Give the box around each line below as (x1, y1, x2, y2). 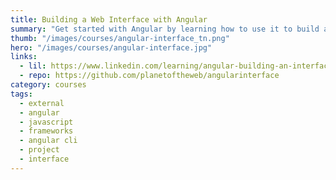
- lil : (19, 61, 47, 71)
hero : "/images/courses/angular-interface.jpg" (10, 42, 213, 53)
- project (19, 145, 60, 155)
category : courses (10, 80, 87, 90)
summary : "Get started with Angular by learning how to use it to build (10, 24, 320, 34)
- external (19, 98, 65, 108)
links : (10, 52, 38, 62)
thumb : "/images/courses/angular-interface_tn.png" (10, 33, 230, 43)
